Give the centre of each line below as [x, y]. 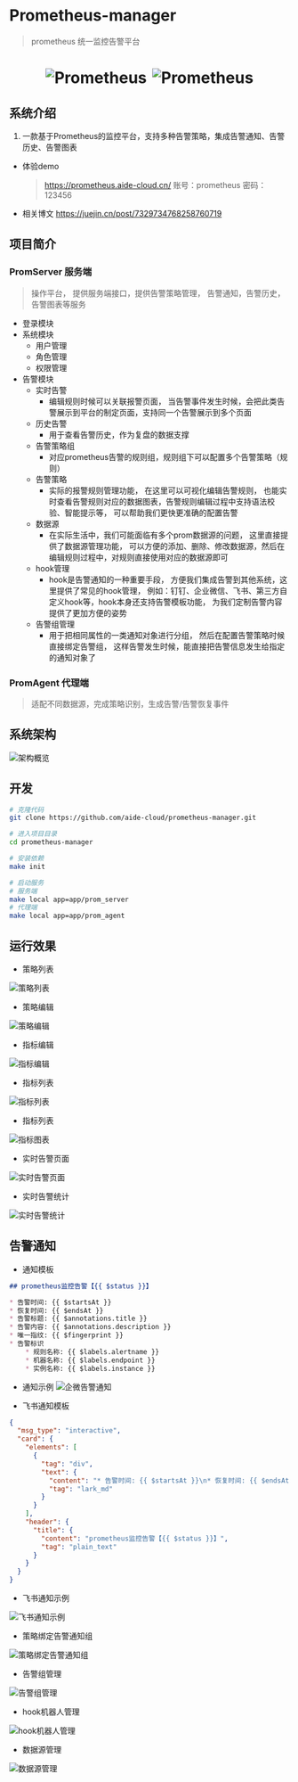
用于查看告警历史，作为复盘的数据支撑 [119, 434]
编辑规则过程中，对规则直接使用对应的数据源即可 [138, 557]
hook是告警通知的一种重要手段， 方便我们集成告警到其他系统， [164, 579]
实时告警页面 [45, 1158]
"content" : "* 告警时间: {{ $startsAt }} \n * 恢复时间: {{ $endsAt [169, 1481]
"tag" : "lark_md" [81, 1489]
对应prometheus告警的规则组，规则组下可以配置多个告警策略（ [164, 456]
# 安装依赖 [27, 858]
